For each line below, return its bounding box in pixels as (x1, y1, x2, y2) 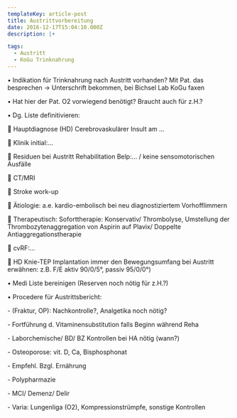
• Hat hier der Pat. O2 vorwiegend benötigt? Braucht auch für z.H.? (7, 97, 204, 105)
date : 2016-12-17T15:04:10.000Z (7, 23, 103, 31)
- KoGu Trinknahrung (13, 56, 75, 64)
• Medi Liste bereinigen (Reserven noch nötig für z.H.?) (7, 279, 169, 287)
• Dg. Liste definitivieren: (7, 111, 80, 119)
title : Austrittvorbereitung (7, 17, 94, 24)
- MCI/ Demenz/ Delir (7, 389, 70, 397)
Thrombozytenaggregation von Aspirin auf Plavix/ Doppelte (7, 222, 182, 231)
